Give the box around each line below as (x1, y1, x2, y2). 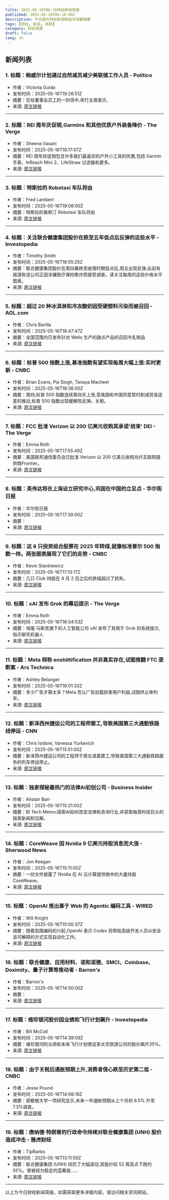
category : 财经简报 (5, 26, 43, 31)
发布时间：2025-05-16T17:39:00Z (12, 511, 83, 517)
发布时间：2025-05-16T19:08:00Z (12, 203, 83, 209)
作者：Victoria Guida (12, 84, 55, 90)
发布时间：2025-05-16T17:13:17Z (12, 569, 81, 575)
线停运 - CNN (5, 728, 38, 735)
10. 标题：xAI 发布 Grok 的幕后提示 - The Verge (5, 600, 120, 607)
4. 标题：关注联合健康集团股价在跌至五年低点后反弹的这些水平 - (5, 234, 159, 241)
